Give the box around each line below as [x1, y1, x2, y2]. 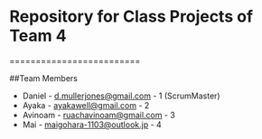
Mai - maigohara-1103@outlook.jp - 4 [22, 119, 163, 130]
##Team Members [9, 72, 79, 83]
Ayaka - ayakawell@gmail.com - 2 [22, 99, 150, 110]
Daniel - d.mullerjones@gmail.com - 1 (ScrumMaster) [22, 90, 220, 101]
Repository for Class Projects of [9, 6, 254, 27]
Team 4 [9, 25, 67, 46]
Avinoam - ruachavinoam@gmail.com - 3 [22, 109, 176, 120]
